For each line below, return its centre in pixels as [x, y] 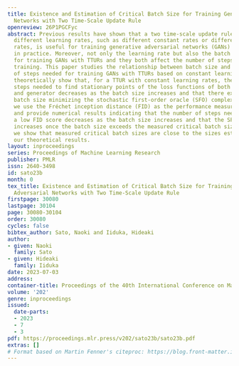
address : [20, 278]
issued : [19, 305]
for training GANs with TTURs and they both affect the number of [114, 61]
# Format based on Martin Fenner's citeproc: [76, 352]
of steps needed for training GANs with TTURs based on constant [113, 73]
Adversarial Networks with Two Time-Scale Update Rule [97, 193]
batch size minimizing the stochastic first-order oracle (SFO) [111, 100]
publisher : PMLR [31, 160]
